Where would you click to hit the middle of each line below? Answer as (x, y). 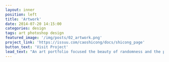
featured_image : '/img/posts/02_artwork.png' (54, 38)
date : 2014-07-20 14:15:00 (33, 24)
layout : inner (20, 10)
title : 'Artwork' (23, 19)
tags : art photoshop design (35, 33)
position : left (21, 14)
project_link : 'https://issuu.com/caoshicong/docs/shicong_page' (75, 42)
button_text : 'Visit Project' (37, 47)
